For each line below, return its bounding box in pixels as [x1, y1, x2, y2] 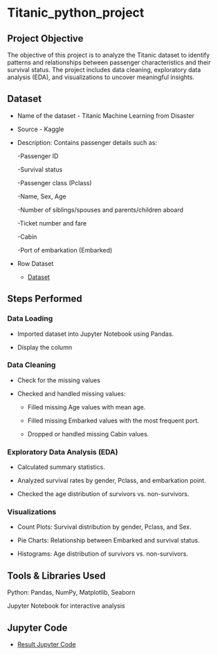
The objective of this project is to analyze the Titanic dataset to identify [7, 51, 210, 59]
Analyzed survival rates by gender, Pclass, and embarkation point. [17, 477, 206, 485]
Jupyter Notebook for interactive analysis [7, 602, 125, 610]
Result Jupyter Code [17, 640, 76, 649]
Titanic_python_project [7, 5, 145, 21]
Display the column [17, 343, 73, 351]
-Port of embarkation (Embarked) [17, 246, 113, 254]
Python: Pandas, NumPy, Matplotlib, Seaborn [7, 588, 136, 597]
